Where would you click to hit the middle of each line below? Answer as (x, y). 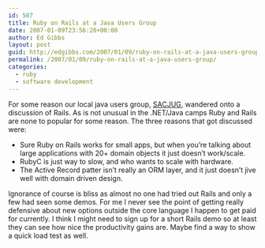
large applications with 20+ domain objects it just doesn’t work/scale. (132, 153)
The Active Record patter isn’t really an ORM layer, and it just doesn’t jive (138, 170)
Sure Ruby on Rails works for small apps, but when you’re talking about (135, 145)
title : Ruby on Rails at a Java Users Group (82, 23)
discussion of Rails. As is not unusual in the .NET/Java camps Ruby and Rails (132, 112)
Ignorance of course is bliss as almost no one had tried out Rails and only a (130, 194)
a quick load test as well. (48, 235)
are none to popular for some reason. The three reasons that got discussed (130, 121)
